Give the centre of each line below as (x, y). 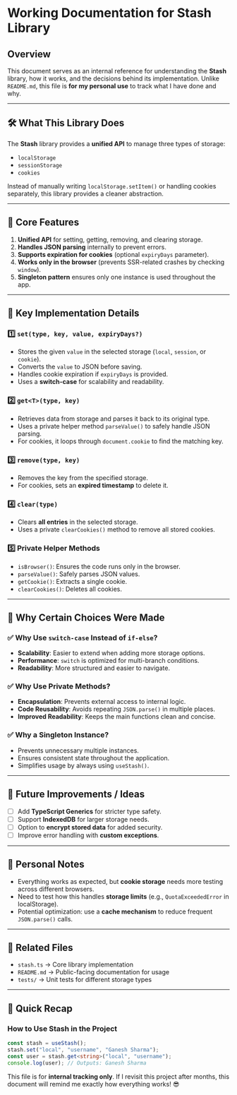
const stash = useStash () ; (47, 1043)
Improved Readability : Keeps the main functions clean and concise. (116, 717)
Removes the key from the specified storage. (83, 477)
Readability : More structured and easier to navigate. (94, 668)
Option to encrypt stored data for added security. (90, 827)
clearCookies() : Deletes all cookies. (69, 589)
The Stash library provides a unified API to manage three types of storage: (116, 143)
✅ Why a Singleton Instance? (58, 735)
